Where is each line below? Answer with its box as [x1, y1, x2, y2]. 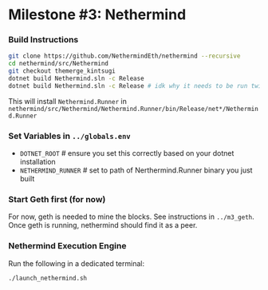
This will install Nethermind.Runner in [8, 96, 128, 105]
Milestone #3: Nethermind [8, 6, 187, 24]
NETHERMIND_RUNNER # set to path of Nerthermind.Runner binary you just [19, 165, 253, 175]
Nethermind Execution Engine [8, 240, 127, 252]
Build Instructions [8, 34, 79, 46]
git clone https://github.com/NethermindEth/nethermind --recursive [8, 52, 241, 61]
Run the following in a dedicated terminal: [8, 258, 145, 268]
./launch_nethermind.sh [8, 274, 88, 282]
